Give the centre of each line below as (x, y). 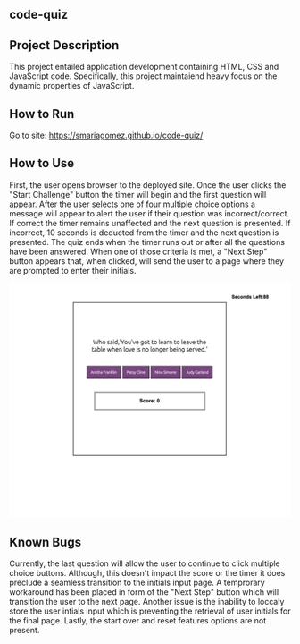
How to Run (42, 114)
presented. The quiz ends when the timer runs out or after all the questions (147, 241)
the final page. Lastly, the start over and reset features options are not (138, 620)
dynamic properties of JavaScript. (72, 86)
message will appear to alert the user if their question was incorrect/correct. (150, 213)
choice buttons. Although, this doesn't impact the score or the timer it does (147, 573)
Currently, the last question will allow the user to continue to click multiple (145, 563)
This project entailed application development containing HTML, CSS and (144, 67)
